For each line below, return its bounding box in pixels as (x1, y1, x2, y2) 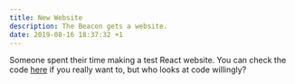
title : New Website (9, 13, 83, 23)
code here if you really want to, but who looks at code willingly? (9, 64, 247, 75)
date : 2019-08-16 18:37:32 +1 (9, 30, 124, 39)
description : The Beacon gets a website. (9, 22, 168, 31)
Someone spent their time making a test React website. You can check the (9, 55, 287, 66)
